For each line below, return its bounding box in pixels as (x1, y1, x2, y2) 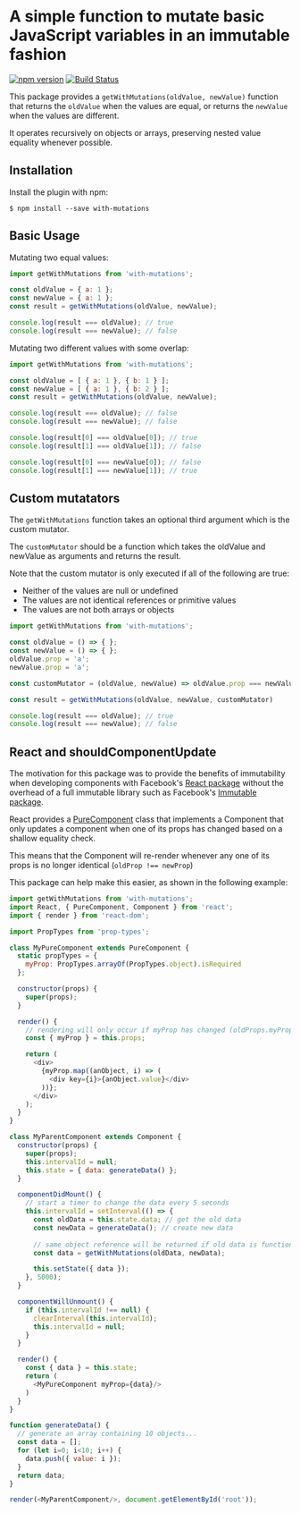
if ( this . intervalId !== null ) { (25, 1306, 150, 1314)
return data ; (17, 1471, 66, 1480)
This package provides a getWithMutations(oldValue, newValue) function (9, 91, 279, 102)
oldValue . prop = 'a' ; (9, 655, 90, 664)
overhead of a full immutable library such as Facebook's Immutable (9, 787, 257, 798)
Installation (9, 163, 73, 178)
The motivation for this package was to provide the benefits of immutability (9, 768, 286, 779)
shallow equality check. (9, 833, 96, 844)
